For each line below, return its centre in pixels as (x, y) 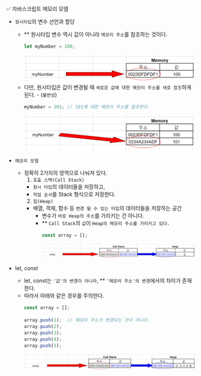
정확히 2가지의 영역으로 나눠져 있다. (66, 172)
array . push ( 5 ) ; (43, 345)
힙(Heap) (43, 201)
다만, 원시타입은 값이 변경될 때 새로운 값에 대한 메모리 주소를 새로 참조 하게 (108, 87)
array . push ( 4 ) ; (43, 339)
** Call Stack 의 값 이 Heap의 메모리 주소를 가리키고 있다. (106, 223)
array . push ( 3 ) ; (43, 333)
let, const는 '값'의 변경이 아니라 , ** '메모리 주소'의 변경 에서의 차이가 (102, 280)
